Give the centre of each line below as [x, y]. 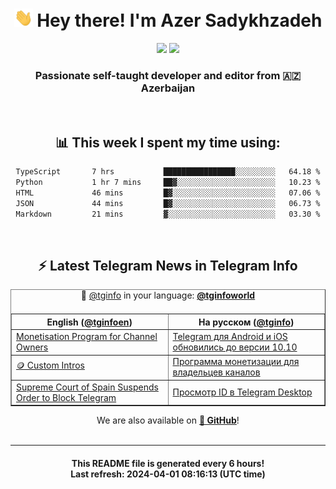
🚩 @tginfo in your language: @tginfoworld [168, 295]
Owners [32, 347]
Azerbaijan [168, 88]
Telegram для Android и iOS [230, 337]
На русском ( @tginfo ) [246, 322]
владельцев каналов [216, 372]
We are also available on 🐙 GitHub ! [168, 420]
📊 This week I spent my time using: [168, 142]
